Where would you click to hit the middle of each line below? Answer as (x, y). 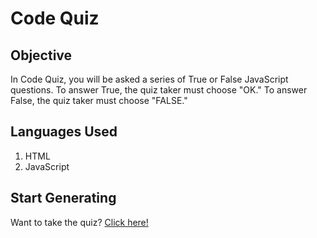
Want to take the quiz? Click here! (79, 222)
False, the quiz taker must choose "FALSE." (99, 100)
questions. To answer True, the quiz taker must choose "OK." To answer (159, 90)
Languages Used (64, 132)
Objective (41, 55)
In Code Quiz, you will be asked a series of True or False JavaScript (149, 79)
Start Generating (63, 198)
